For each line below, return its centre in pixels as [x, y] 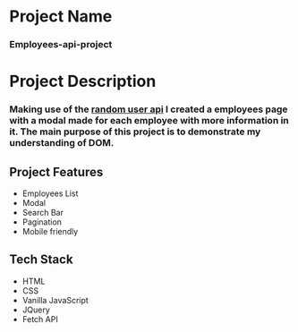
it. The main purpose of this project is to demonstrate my [135, 132]
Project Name [61, 17]
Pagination [42, 222]
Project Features [56, 172]
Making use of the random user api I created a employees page [149, 109]
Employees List [50, 193]
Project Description [83, 81]
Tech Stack [41, 260]
